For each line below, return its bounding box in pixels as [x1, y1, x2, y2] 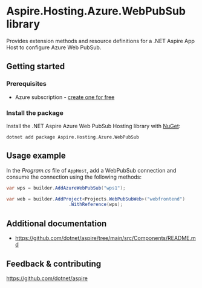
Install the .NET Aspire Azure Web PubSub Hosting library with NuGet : [6, 122, 181, 129]
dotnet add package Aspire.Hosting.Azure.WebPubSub [6, 134, 139, 140]
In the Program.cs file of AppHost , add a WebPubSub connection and [6, 166, 177, 174]
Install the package [6, 108, 64, 117]
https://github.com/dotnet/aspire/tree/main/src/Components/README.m [15, 235, 197, 242]
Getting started [6, 61, 65, 72]
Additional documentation [6, 218, 107, 228]
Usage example [6, 151, 67, 161]
